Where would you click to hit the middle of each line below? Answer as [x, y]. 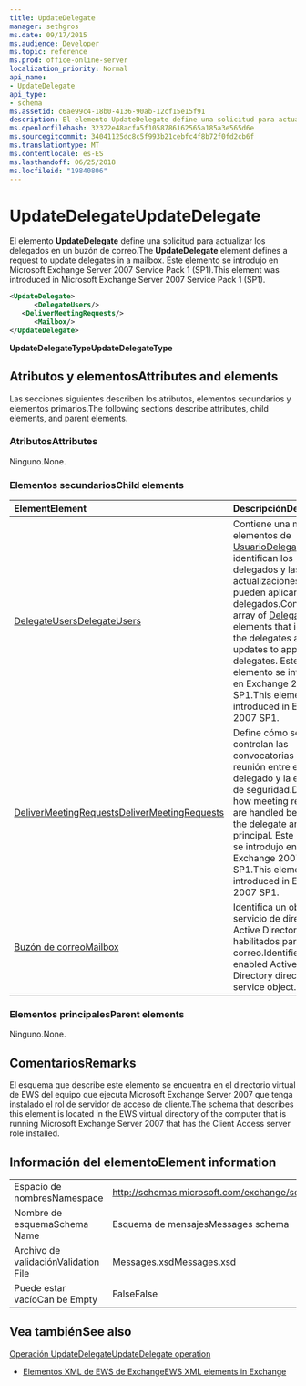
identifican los [263, 558]
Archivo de [37, 1251]
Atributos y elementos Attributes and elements [144, 376]
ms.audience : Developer [55, 43]
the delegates [262, 638]
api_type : [28, 94]
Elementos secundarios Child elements [97, 485]
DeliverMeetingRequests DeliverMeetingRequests [119, 813]
